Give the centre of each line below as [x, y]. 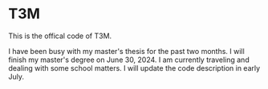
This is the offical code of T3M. [60, 36]
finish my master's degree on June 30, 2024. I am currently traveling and [129, 60]
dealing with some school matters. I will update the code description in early [134, 68]
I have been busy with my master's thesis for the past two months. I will [126, 51]
